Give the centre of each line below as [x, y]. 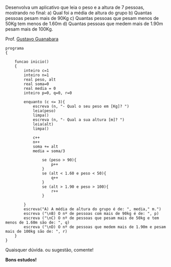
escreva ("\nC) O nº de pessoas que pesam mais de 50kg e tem [91, 218]
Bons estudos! [21, 260]
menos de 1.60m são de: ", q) [38, 223]
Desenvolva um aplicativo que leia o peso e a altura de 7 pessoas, [75, 7]
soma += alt [45, 147]
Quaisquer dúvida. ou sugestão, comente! [49, 250]
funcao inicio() [32, 62]
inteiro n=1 [37, 75]
